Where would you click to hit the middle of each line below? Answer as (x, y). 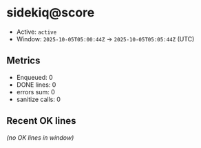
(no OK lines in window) (40, 137)
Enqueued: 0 (34, 77)
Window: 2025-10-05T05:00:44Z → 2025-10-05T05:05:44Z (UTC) (105, 39)
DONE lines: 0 (36, 85)
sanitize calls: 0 (39, 99)
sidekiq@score (51, 13)
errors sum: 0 (36, 92)
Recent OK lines (41, 121)
